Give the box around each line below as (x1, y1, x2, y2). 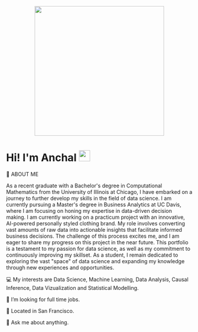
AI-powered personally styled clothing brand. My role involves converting (6, 219, 185, 227)
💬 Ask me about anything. (6, 318, 69, 325)
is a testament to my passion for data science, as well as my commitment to (6, 245, 191, 252)
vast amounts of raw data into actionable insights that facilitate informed (6, 226, 182, 233)
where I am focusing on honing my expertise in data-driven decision (6, 207, 173, 214)
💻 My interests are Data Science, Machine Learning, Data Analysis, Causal (6, 276, 189, 283)
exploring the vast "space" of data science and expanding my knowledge (6, 257, 185, 264)
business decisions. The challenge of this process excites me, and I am (6, 232, 180, 240)
